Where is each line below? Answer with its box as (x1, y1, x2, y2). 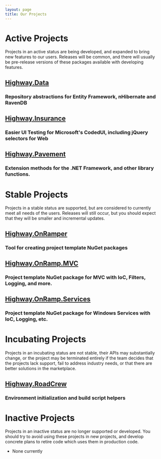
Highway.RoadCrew (5, 379, 67, 388)
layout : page (5, 7, 32, 12)
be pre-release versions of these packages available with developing (5, 59, 144, 65)
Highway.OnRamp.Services (5, 295, 91, 303)
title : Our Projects (5, 12, 47, 17)
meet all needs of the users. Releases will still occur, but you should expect (5, 210, 156, 216)
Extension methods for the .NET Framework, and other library (5, 165, 154, 171)
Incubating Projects (5, 334, 86, 345)
